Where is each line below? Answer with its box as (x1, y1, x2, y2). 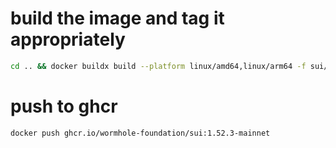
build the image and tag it (10, 7, 225, 30)
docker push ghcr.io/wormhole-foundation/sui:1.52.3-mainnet (10, 128, 271, 138)
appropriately (10, 28, 126, 51)
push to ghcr (10, 95, 118, 117)
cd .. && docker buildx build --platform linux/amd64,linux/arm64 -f (10, 61, 307, 71)
